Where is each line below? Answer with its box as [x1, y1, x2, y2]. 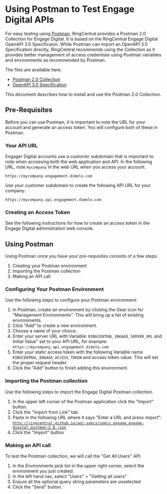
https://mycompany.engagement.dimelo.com [5, 173, 93, 179]
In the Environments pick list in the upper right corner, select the [12, 463, 145, 469]
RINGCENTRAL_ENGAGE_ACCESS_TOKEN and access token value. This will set [12, 354, 159, 360]
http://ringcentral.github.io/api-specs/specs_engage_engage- [12, 420, 145, 426]
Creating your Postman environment [12, 263, 87, 269]
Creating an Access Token [5, 208, 70, 215]
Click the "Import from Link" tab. [12, 409, 79, 415]
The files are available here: [5, 66, 62, 73]
